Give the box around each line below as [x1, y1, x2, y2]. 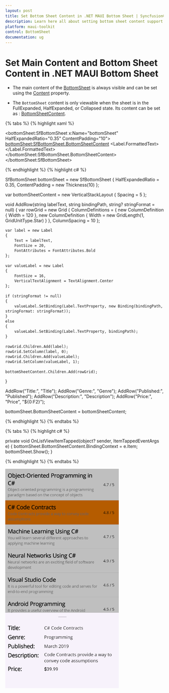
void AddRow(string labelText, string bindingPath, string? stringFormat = [5, 201, 155, 207]
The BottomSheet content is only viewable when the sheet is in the [12, 100, 149, 106]
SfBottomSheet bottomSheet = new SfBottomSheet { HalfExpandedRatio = [5, 176, 159, 182]
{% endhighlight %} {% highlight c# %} [5, 167, 87, 173]
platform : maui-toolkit [5, 24, 55, 29]
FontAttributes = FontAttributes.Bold [14, 248, 96, 253]
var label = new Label [5, 228, 53, 233]
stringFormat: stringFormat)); [5, 309, 71, 314]
